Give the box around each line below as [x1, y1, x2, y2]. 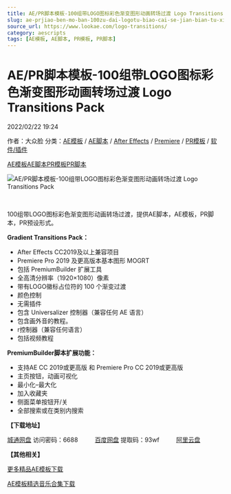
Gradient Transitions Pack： [7, 234, 89, 242]
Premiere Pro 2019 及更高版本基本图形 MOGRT [16, 256, 150, 265]
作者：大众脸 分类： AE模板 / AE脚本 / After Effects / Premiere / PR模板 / [7, 137, 210, 145]
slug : [7, 17, 23, 23]
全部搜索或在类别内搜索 [16, 406, 84, 415]
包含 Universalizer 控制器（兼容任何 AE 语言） [16, 308, 148, 317]
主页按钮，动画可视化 [16, 372, 78, 380]
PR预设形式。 [19, 218, 57, 227]
